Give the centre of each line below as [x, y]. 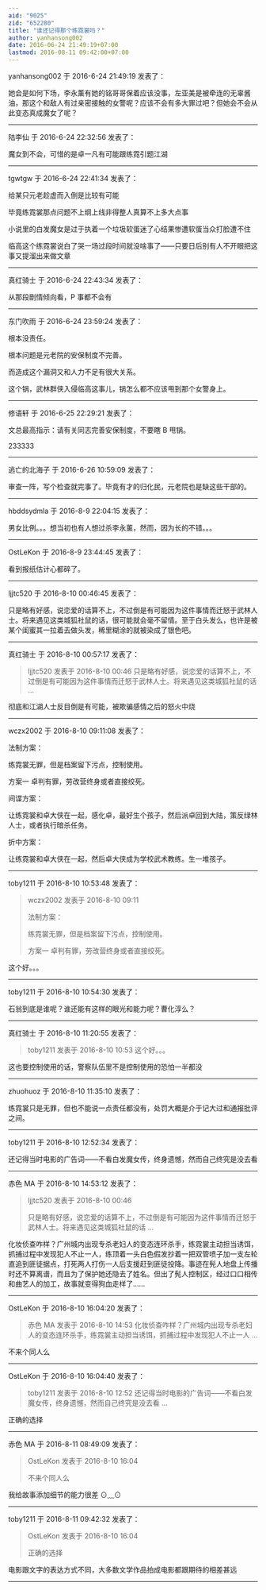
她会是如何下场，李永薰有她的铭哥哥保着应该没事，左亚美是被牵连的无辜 [126, 93]
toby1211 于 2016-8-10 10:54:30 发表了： [74, 992]
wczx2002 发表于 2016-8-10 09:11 [83, 900]
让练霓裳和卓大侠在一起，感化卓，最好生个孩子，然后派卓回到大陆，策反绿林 [133, 815]
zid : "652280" [32, 23]
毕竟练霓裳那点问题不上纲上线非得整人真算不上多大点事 [98, 212]
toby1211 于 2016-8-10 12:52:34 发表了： [74, 1142]
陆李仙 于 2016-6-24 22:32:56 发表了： [72, 137]
